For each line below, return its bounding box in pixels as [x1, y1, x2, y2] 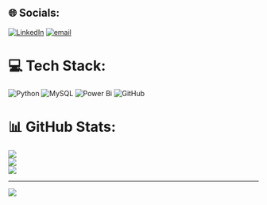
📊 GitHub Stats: [8, 118, 117, 136]
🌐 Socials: [8, 6, 60, 20]
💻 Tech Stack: [8, 57, 106, 75]
